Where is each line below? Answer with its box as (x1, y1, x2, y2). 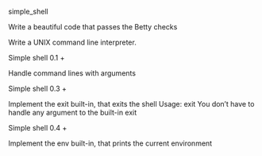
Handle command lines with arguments (8, 68, 137, 78)
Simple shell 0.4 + (8, 123, 67, 132)
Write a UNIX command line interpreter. (8, 37, 137, 47)
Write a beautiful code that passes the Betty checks (8, 22, 178, 31)
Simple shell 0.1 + (8, 53, 65, 62)
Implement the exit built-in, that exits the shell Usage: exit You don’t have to (8, 99, 255, 108)
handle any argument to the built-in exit (8, 107, 137, 117)
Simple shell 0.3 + (8, 84, 67, 93)
